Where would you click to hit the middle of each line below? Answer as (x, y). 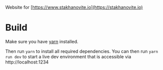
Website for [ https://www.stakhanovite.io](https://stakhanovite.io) (74, 7)
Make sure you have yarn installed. (42, 41)
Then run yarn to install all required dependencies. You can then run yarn (82, 51)
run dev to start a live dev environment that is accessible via (68, 56)
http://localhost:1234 (27, 62)
